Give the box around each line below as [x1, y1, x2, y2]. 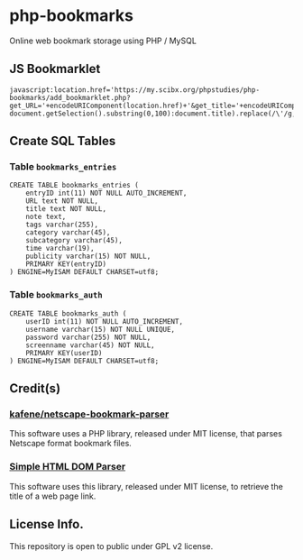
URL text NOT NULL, [25, 197, 99, 206]
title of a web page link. [9, 491, 96, 501]
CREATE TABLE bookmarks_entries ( [9, 181, 140, 190]
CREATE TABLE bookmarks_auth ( [9, 308, 127, 318]
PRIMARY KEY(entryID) [25, 260, 106, 269]
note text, [25, 213, 67, 222]
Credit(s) [9, 381, 61, 397]
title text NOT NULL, [25, 205, 106, 214]
